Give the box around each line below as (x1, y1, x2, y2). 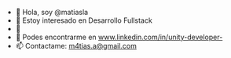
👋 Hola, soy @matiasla (15, 8, 89, 16)
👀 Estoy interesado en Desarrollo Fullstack (15, 16, 153, 25)
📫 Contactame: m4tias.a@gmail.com (15, 42, 137, 50)
